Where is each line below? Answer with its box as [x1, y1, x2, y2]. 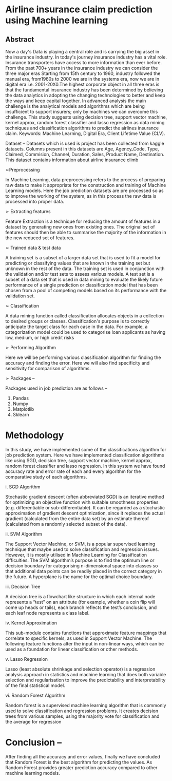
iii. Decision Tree [5, 583, 41, 589]
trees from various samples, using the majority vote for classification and [5, 713, 160, 719]
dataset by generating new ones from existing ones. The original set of [5, 224, 155, 230]
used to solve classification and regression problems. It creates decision [5, 708, 158, 714]
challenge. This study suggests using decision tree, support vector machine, [5, 114, 167, 120]
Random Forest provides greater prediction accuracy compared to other [5, 764, 158, 771]
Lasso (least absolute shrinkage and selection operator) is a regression [5, 666, 156, 672]
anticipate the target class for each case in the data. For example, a [5, 323, 148, 330]
